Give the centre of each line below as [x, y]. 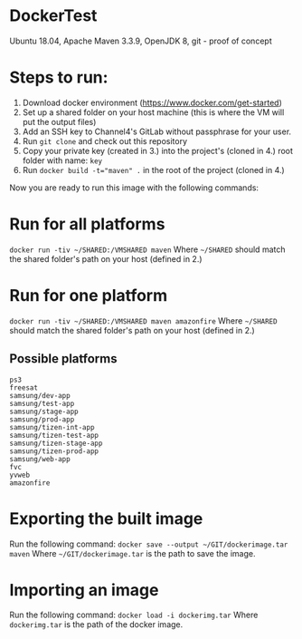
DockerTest [53, 16]
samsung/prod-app [42, 419]
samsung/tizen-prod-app [54, 451]
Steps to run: [59, 77]
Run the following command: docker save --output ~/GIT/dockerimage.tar [149, 544]
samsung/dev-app [40, 395]
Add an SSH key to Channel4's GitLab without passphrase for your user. [157, 131]
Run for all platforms [87, 224]
